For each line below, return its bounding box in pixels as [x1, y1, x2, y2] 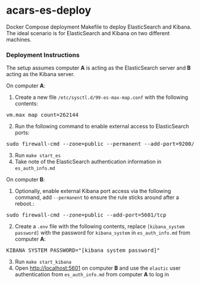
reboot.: [14, 200, 35, 207]
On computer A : [6, 82, 46, 89]
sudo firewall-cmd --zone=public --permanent [6, 141, 142, 148]
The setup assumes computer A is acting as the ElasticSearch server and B [6, 64, 191, 71]
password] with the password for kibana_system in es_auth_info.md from [14, 229, 190, 236]
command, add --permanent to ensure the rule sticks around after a [14, 194, 180, 201]
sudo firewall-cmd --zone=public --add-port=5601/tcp [6, 212, 167, 219]
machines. [6, 36, 32, 43]
